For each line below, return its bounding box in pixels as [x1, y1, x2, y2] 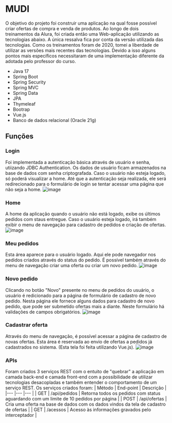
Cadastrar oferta [5, 321, 48, 329]
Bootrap [12, 106, 30, 112]
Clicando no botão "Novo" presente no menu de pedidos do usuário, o [5, 287, 155, 293]
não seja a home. [5, 186, 42, 192]
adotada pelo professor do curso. [5, 58, 76, 64]
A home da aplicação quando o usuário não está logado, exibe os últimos [5, 211, 161, 217]
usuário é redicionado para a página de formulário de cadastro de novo [5, 292, 156, 298]
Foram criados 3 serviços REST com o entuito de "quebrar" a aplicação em [5, 369, 164, 375]
